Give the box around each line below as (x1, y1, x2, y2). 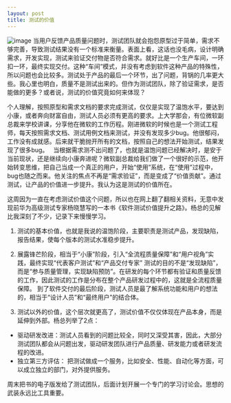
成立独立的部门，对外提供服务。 (23, 365, 114, 373)
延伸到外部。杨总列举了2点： (16, 316, 100, 324)
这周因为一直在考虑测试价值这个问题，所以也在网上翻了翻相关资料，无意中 (7, 194, 218, 203)
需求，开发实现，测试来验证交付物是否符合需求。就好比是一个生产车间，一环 (7, 53, 224, 62)
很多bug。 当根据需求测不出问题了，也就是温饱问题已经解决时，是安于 (19, 145, 222, 154)
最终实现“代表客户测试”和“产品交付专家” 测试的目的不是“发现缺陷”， (29, 258, 222, 267)
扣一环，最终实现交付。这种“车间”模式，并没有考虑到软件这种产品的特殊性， (7, 62, 223, 70)
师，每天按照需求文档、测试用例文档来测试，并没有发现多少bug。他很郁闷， (7, 128, 223, 136)
